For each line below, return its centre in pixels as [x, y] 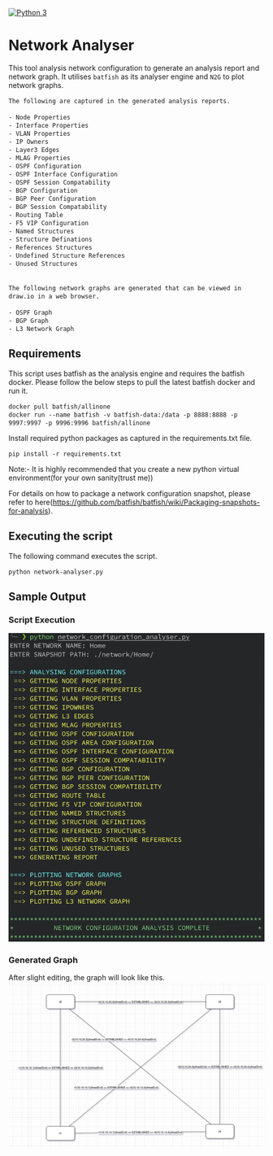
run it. [18, 390]
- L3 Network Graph [41, 329]
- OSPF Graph [30, 312]
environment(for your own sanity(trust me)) [81, 478]
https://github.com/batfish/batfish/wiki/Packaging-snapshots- [156, 502]
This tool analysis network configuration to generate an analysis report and [134, 68]
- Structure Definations [50, 239]
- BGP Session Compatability [58, 207]
